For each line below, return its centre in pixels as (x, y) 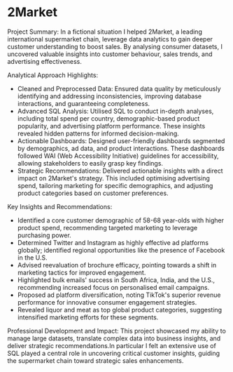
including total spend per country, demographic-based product (108, 118)
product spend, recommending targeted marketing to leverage (107, 227)
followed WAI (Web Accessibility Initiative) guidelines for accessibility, (118, 156)
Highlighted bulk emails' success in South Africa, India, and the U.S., (116, 280)
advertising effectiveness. (44, 61)
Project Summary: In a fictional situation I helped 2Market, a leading (105, 32)
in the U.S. (32, 258)
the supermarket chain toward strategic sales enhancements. (96, 360)
